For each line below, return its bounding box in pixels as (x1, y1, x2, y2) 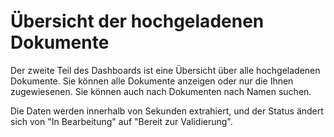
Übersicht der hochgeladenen (10, 10, 265, 33)
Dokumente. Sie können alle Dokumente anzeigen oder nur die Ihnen (10, 75, 294, 87)
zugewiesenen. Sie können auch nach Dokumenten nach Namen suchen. (10, 85, 312, 97)
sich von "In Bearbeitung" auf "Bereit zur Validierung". (10, 115, 233, 127)
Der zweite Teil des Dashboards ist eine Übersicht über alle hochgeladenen (10, 64, 321, 76)
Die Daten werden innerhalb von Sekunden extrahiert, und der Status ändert (10, 105, 324, 117)
